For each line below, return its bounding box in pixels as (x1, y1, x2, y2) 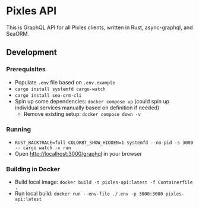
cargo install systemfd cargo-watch (14, 86, 106, 92)
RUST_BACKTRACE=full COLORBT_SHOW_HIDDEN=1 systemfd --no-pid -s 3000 (14, 140, 194, 146)
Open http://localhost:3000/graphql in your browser (14, 150, 143, 157)
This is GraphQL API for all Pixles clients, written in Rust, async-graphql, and (6, 24, 193, 31)
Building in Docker (6, 165, 61, 173)
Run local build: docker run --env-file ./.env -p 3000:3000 (14, 190, 163, 197)
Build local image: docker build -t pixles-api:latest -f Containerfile (14, 178, 193, 185)
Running (6, 125, 31, 133)
